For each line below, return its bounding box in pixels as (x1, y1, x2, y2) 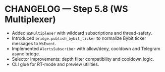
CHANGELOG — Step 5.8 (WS (4, 3, 128, 15)
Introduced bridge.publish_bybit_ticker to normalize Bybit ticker (11, 35, 147, 41)
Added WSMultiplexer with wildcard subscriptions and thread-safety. (11, 30, 152, 36)
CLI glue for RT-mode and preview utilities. (11, 61, 100, 67)
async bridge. (11, 50, 40, 57)
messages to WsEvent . (11, 40, 56, 46)
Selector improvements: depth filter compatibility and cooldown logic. (11, 56, 154, 62)
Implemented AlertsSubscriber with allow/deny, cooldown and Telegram (11, 46, 161, 51)
